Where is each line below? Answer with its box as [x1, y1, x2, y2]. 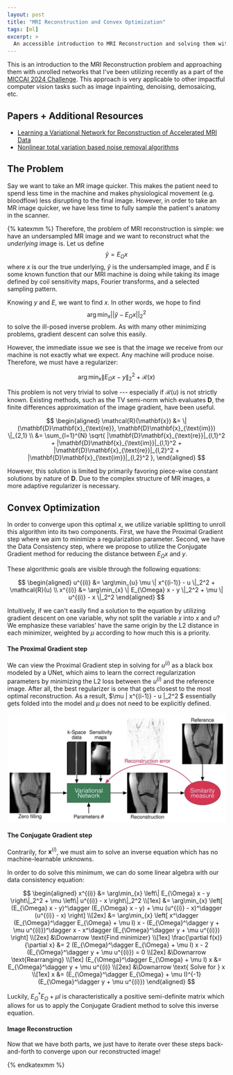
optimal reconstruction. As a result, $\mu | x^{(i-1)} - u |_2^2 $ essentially [7, 691, 216, 700]
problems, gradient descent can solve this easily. [7, 330, 147, 338]
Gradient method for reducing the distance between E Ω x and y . [7, 550, 188, 560]
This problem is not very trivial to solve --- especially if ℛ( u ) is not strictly [7, 388, 218, 397]
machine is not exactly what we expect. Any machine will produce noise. [7, 351, 215, 359]
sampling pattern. [7, 284, 58, 293]
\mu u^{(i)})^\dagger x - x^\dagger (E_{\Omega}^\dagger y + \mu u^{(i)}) [12, 926, 221, 934]
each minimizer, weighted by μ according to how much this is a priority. [7, 628, 211, 637]
